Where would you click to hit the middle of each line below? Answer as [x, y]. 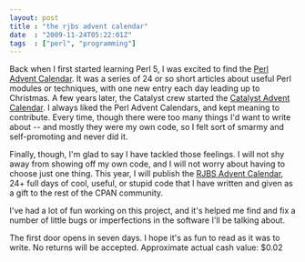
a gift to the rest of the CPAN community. [86, 193]
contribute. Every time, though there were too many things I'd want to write [150, 117]
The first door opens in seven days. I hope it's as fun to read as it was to [145, 238]
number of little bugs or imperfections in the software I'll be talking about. [147, 220]
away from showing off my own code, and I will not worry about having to [147, 164]
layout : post [34, 18]
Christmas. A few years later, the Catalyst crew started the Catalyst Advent [150, 98]
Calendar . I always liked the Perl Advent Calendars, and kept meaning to [145, 108]
